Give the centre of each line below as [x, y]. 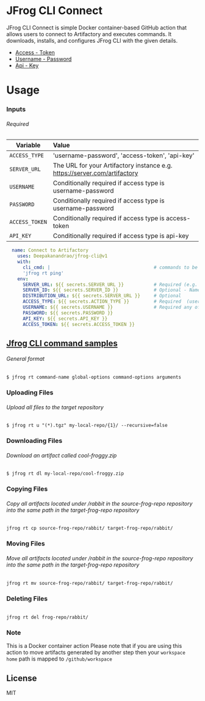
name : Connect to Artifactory [50, 250]
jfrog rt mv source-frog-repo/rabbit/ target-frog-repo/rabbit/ [90, 583]
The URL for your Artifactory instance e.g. [113, 166]
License [22, 678]
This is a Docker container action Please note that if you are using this [94, 646]
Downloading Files [34, 441]
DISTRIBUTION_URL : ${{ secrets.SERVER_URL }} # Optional [102, 296]
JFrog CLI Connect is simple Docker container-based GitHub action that [97, 28]
